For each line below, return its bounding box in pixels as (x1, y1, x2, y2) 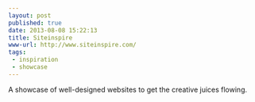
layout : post (8, 11, 52, 20)
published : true (8, 19, 62, 27)
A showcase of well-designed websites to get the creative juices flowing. (8, 85, 248, 94)
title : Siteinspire (8, 33, 73, 42)
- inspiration (11, 56, 59, 64)
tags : (8, 48, 26, 56)
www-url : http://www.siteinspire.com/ (8, 41, 137, 49)
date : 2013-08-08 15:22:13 (8, 26, 98, 34)
